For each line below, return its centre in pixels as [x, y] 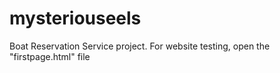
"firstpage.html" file [50, 56]
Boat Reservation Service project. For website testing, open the [140, 46]
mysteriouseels [75, 18]
